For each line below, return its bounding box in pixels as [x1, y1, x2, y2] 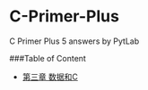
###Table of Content [9, 53, 87, 63]
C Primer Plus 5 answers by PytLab [9, 36, 140, 46]
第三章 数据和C [22, 71, 78, 82]
